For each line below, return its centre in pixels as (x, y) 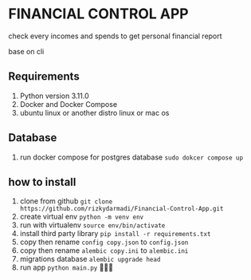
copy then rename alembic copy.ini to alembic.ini (104, 250)
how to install (42, 181)
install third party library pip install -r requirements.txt (115, 234)
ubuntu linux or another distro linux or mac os (94, 112)
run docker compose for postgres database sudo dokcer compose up (131, 157)
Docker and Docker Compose (69, 104)
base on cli (26, 51)
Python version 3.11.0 (54, 96)
